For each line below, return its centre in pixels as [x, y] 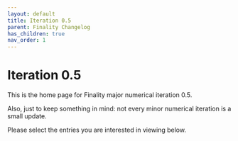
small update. [27, 116]
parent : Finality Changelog [49, 27]
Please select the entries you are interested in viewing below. [97, 130]
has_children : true [36, 34]
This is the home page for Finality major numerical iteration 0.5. [100, 95]
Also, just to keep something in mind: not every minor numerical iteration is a [119, 109]
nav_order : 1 [27, 40]
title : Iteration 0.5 [39, 21]
